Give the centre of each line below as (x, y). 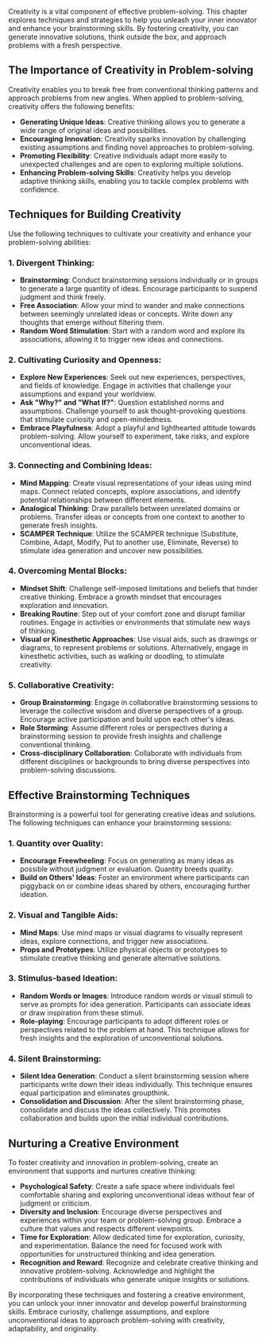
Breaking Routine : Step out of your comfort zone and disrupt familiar (133, 614)
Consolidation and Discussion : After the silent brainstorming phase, (132, 1101)
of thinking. (38, 630)
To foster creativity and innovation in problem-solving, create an (113, 1162)
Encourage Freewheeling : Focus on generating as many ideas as (127, 861)
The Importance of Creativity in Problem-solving (131, 70)
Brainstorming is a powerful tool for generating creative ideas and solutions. (132, 814)
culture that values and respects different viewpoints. (107, 1228)
